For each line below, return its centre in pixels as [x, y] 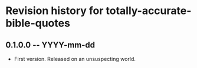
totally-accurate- [149, 11]
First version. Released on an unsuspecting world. [75, 59]
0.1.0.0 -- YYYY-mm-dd [50, 45]
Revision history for [55, 11]
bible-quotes [38, 23]
